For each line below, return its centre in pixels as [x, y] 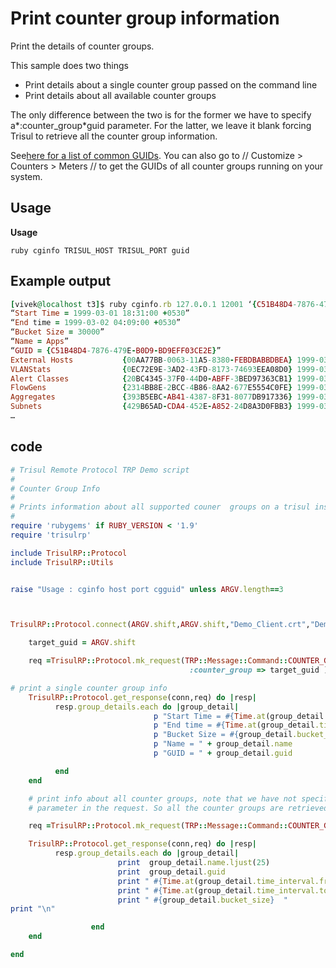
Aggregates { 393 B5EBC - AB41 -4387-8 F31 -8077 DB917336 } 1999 [162, 397]
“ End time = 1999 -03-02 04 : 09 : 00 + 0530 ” [96, 323]
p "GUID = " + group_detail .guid [223, 753]
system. [26, 176]
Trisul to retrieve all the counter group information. [114, 136]
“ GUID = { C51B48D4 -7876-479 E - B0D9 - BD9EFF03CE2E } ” [116, 350]
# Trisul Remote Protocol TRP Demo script [100, 470]
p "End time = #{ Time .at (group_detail [234, 725]
